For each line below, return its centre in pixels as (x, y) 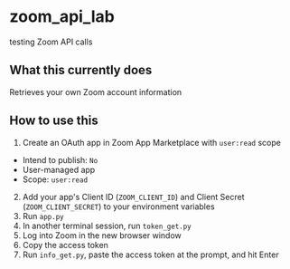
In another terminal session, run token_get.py (107, 226)
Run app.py (43, 216)
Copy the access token (65, 245)
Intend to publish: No (60, 159)
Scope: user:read (55, 179)
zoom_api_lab (62, 17)
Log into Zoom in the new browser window (102, 235)
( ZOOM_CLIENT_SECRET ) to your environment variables (118, 207)
